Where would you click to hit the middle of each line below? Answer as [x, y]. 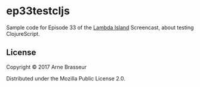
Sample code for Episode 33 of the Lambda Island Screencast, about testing [100, 27]
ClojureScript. [23, 33]
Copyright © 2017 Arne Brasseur [46, 67]
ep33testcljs [38, 11]
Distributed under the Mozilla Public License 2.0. [66, 78]
